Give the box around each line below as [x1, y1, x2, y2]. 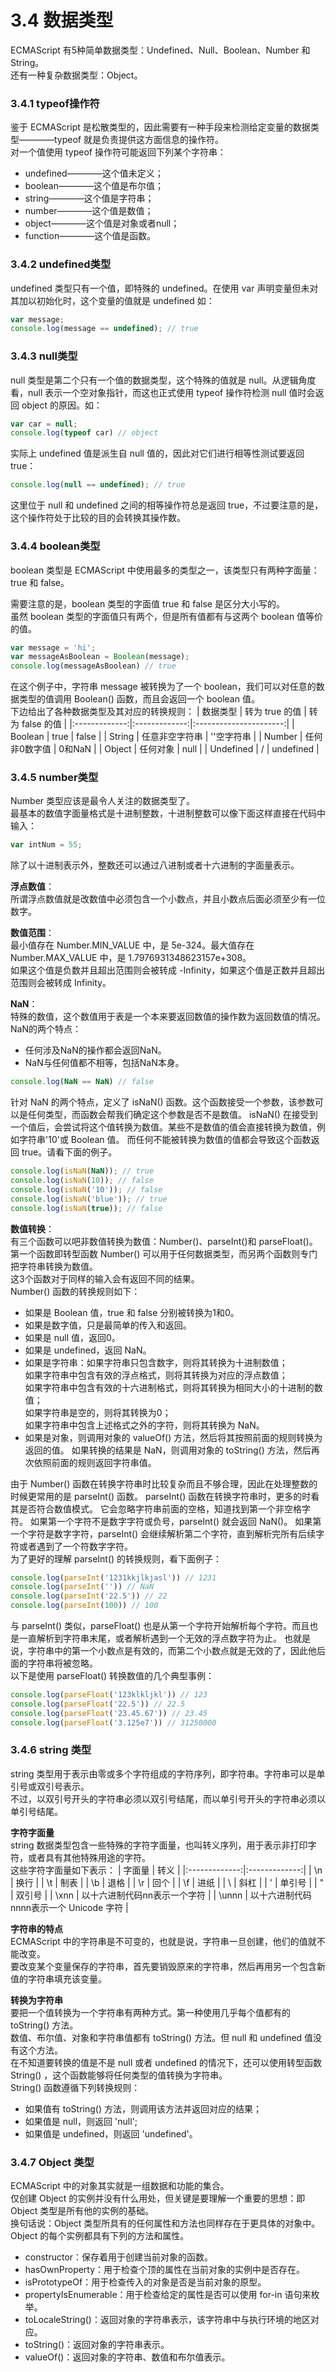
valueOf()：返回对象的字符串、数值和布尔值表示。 [24, 2351, 231, 2363]
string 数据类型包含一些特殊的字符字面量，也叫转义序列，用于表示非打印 [10, 1839, 308, 1851]
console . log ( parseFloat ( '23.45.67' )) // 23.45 [10, 1708, 208, 1718]
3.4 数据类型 [10, 9, 114, 32]
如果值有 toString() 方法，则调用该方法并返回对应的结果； [24, 2102, 262, 2115]
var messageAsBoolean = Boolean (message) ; [10, 652, 190, 662]
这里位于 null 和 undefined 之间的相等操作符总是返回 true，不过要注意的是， [10, 499, 324, 511]
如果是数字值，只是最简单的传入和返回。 [24, 1319, 192, 1331]
